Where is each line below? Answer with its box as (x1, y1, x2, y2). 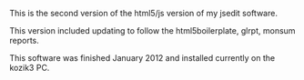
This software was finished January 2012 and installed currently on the (9, 53, 276, 63)
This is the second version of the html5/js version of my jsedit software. (9, 8, 278, 18)
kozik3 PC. (9, 63, 50, 73)
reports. (9, 35, 39, 45)
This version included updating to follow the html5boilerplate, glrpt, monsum (9, 25, 296, 35)
